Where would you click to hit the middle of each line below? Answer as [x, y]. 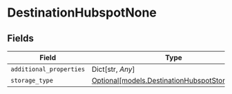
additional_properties [48, 69]
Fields [21, 38]
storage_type [32, 81]
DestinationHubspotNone [82, 13]
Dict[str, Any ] [113, 69]
